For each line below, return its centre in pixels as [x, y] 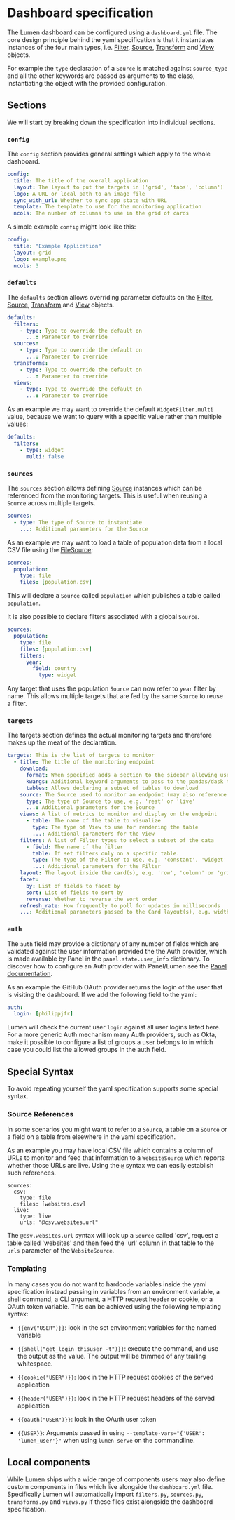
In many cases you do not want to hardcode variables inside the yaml [107, 1284]
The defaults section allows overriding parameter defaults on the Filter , [110, 297]
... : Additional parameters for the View [94, 834]
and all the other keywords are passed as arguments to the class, [101, 76]
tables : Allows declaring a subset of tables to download [112, 788]
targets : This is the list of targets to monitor [81, 756]
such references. [32, 1173]
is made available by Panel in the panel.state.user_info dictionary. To [108, 959]
